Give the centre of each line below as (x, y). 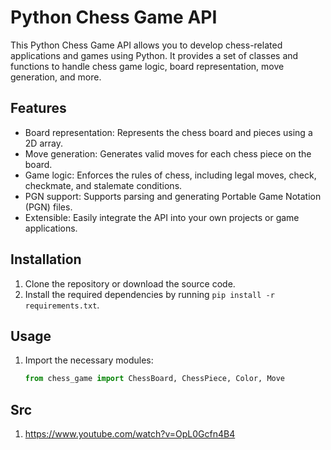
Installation (46, 259)
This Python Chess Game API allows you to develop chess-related (146, 45)
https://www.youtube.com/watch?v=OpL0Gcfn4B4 (130, 434)
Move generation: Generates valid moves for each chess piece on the (168, 153)
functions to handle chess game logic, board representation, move (147, 66)
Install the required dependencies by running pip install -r (149, 294)
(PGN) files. (48, 207)
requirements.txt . (62, 305)
